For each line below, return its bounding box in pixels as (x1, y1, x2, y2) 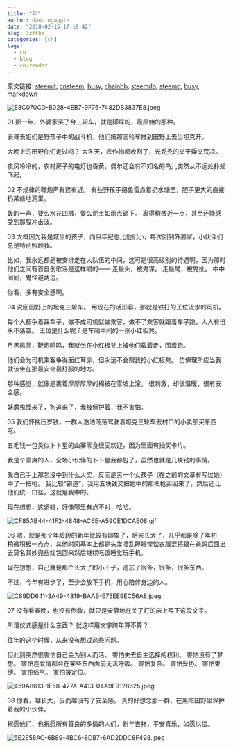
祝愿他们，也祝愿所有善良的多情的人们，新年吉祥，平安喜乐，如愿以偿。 (7, 719, 214, 727)
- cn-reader (13, 62, 49, 69)
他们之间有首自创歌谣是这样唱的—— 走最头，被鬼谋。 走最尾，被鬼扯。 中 (7, 264, 219, 273)
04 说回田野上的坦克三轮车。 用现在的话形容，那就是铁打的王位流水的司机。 (7, 303, 225, 311)
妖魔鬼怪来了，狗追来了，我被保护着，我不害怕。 (7, 403, 147, 411)
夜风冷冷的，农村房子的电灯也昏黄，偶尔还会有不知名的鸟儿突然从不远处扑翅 (7, 161, 226, 170)
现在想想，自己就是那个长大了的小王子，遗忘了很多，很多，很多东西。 (7, 563, 208, 571)
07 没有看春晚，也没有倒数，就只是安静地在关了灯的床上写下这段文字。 (7, 606, 211, 614)
